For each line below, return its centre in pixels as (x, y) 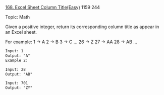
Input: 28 (16, 69)
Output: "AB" (19, 74)
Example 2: (17, 60)
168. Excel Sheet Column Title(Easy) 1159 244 (52, 7)
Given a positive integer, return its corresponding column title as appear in (82, 27)
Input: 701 (17, 83)
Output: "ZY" (19, 88)
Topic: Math (18, 17)
